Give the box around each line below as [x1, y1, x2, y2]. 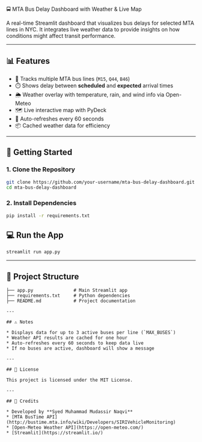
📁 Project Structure [6, 271, 79, 282]
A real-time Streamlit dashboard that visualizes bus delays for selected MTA [6, 19, 194, 27]
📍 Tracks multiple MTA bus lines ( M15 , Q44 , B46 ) [14, 75, 130, 82]
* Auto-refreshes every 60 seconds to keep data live [6, 340, 144, 346]
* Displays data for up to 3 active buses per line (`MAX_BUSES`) [6, 329, 176, 335]
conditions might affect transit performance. [6, 33, 116, 39]
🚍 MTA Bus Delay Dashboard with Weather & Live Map [6, 5, 142, 13]
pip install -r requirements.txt [6, 212, 90, 219]
